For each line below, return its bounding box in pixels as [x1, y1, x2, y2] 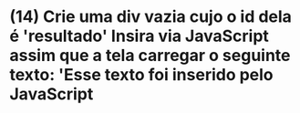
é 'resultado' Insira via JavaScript [9, 26, 269, 46]
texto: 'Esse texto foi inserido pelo [9, 65, 274, 86]
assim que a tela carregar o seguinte [9, 46, 291, 66]
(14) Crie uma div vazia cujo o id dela [9, 6, 292, 27]
